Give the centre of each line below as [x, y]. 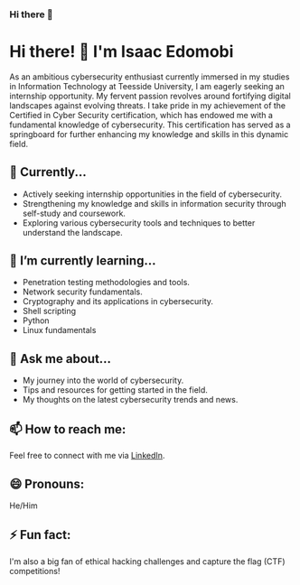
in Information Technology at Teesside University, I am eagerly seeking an [147, 86]
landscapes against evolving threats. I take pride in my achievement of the [148, 105]
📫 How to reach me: [68, 429]
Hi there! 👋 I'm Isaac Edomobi [122, 52]
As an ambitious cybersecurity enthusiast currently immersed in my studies [150, 77]
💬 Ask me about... [60, 359]
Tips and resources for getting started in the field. [115, 390]
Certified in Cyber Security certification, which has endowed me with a [141, 115]
